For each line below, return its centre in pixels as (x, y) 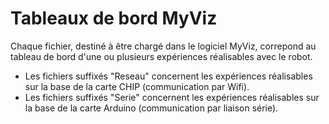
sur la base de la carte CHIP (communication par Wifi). (137, 86)
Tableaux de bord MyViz (114, 18)
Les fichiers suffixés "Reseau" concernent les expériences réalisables (168, 76)
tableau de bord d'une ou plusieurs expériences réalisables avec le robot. (161, 56)
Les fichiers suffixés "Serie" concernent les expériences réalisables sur (172, 97)
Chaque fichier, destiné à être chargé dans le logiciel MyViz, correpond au (163, 46)
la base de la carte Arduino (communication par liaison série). (151, 108)
